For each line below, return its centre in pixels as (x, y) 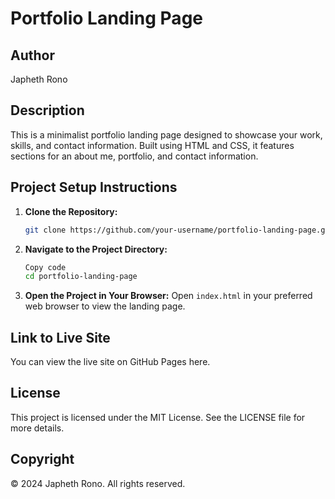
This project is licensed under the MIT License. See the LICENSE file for (158, 417)
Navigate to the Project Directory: (96, 249)
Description (47, 110)
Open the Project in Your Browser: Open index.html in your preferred (168, 296)
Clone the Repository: (71, 211)
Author (32, 55)
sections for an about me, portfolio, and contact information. (134, 156)
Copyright (42, 459)
